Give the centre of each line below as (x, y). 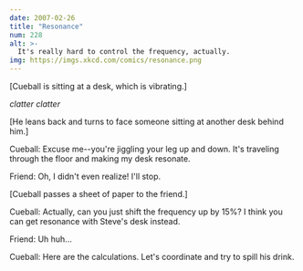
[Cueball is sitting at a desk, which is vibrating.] (98, 86)
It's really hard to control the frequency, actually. (124, 52)
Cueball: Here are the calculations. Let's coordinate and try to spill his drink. (152, 257)
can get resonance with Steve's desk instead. (95, 221)
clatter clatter (35, 104)
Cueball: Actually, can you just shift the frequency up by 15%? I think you (146, 212)
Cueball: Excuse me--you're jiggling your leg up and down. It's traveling (145, 149)
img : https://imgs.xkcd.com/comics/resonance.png (106, 60)
